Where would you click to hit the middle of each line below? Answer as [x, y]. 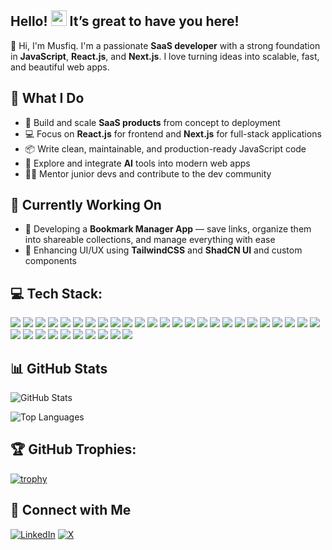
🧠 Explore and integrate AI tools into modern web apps [137, 163]
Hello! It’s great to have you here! [125, 21]
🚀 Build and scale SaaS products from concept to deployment [152, 122]
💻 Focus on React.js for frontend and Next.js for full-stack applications [173, 133]
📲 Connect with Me [71, 510]
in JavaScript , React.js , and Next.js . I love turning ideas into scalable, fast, [165, 56]
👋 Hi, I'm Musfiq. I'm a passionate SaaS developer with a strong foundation [165, 45]
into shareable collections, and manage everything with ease [150, 240]
